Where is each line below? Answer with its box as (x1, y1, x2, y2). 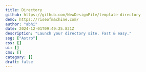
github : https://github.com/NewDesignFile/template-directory (5, 12, 141, 17)
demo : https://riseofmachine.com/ (5, 17, 79, 22)
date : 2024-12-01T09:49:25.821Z (5, 26, 74, 31)
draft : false (5, 59, 33, 64)
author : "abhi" (5, 21, 38, 27)
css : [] (5, 41, 22, 46)
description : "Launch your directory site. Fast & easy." (5, 31, 132, 36)
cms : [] (5, 50, 22, 55)
